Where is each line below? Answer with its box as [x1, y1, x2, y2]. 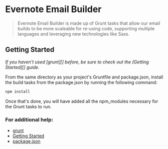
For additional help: [5, 116, 54, 123]
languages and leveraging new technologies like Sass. [17, 31, 129, 37]
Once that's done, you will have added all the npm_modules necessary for [5, 98, 158, 104]
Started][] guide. [5, 64, 40, 70]
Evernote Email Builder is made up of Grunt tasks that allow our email [17, 20, 160, 26]
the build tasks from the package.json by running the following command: [5, 79, 157, 85]
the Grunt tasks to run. [5, 103, 52, 109]
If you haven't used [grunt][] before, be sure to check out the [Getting [5, 59, 149, 65]
